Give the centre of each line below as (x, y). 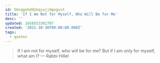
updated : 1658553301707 (30, 23)
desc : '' (14, 19)
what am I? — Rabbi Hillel (43, 56)
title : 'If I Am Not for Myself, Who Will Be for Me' (62, 14)
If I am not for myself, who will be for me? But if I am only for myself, (86, 51)
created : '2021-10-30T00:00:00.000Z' (44, 28)
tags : (11, 32)
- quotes (18, 37)
